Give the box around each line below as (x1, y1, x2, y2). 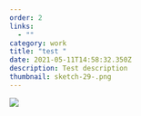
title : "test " (9, 47, 67, 56)
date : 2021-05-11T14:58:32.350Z (9, 55, 132, 64)
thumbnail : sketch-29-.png (9, 72, 112, 82)
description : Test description (9, 64, 128, 73)
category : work (9, 38, 67, 48)
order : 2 (9, 13, 43, 23)
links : (9, 22, 35, 31)
